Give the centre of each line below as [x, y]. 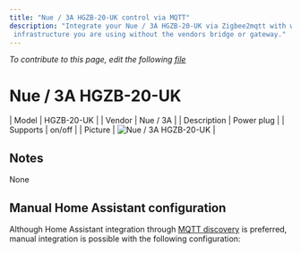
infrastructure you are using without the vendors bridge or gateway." [150, 34]
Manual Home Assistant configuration [118, 208]
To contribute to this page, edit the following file [98, 60]
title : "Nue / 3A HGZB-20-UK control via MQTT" [100, 17]
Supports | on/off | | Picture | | [112, 130]
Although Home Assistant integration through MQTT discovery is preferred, [148, 229]
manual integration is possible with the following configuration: [125, 239]
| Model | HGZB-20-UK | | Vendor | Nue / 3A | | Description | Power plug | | [147, 121]
